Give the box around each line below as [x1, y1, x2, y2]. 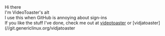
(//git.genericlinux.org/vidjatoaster [4, 25, 75, 31]
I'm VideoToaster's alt [4, 9, 49, 15]
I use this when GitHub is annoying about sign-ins [4, 15, 107, 20]
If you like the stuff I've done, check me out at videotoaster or [4, 20, 132, 26]
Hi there [4, 4, 21, 10]
